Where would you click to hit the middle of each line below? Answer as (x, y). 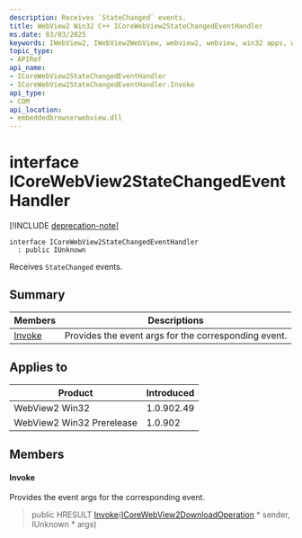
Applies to (39, 368)
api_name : (28, 68)
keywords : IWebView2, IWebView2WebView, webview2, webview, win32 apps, (148, 43)
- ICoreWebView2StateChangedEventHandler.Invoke (102, 85)
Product (75, 392)
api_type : (28, 93)
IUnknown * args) (64, 525)
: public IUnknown (52, 250)
